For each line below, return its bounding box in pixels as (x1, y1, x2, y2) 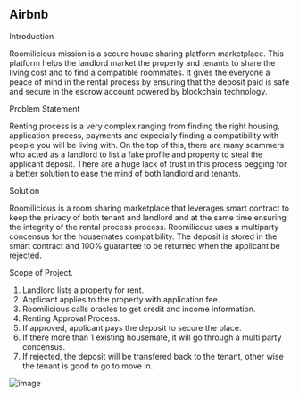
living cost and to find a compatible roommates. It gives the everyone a (9, 67, 270, 78)
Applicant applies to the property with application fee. (21, 294, 220, 304)
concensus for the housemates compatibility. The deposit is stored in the (9, 231, 278, 242)
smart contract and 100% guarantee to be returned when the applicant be (9, 240, 281, 251)
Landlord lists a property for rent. (21, 285, 145, 295)
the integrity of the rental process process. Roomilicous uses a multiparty (9, 221, 279, 232)
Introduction (9, 30, 54, 41)
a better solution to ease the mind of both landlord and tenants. (9, 168, 241, 178)
